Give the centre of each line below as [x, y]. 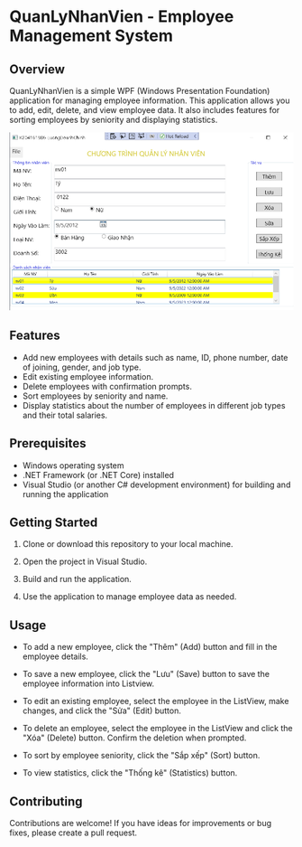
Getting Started [54, 522]
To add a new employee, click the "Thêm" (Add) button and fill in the [150, 647]
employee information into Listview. [88, 683]
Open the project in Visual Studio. [85, 561]
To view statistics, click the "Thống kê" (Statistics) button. [130, 773]
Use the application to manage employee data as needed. [129, 597]
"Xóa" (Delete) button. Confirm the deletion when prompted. [134, 738]
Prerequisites [48, 443]
